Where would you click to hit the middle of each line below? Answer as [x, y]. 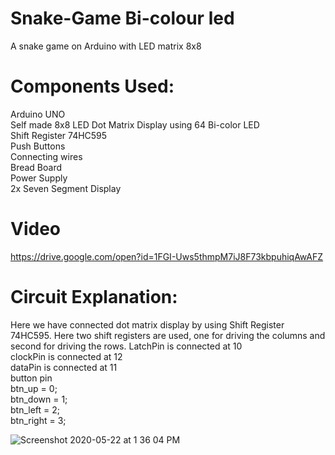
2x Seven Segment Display [66, 188]
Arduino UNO [38, 114]
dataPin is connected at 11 [64, 367]
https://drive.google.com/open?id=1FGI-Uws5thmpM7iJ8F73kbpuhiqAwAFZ [167, 256]
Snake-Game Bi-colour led [122, 18]
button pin [31, 378]
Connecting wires [46, 156]
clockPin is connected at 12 [66, 356]
